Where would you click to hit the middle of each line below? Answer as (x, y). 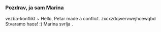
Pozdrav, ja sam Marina (35, 8)
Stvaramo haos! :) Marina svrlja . (39, 24)
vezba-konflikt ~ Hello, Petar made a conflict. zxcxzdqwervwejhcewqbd (80, 19)
